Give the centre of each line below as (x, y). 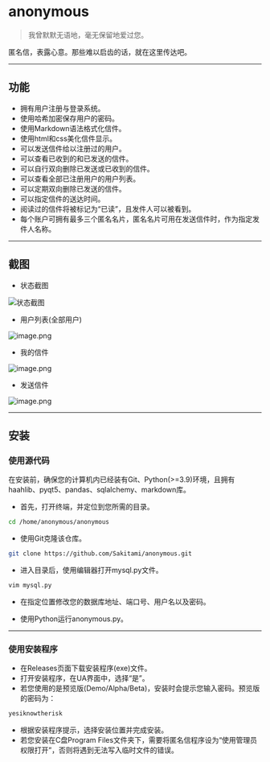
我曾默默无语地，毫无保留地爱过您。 (88, 35)
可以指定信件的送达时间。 (62, 199)
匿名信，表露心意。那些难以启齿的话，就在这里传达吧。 (100, 51)
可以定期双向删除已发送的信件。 (73, 188)
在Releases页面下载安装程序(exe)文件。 (86, 668)
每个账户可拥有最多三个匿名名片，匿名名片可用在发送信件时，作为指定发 (139, 219)
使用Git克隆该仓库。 (53, 538)
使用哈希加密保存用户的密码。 (69, 118)
